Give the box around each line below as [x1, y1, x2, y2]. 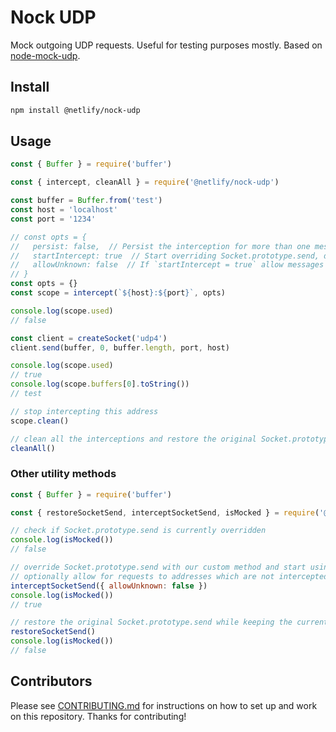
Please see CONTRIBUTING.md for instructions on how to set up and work [10, 699, 318, 711]
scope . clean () [10, 416, 70, 426]
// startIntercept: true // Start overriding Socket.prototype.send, [10, 251, 320, 261]
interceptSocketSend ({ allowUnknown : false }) [10, 581, 208, 591]
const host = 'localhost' [10, 205, 118, 215]
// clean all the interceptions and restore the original [10, 434, 257, 444]
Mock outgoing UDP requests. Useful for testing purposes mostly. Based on [10, 39, 323, 51]
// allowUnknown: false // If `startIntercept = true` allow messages [10, 260, 325, 270]
